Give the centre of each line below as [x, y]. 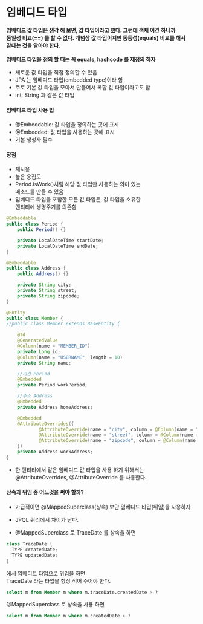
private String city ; [44, 285]
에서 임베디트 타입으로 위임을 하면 [46, 573]
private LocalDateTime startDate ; [60, 240]
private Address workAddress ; [55, 452]
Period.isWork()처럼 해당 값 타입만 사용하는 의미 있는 [78, 184]
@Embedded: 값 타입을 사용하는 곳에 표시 [65, 132]
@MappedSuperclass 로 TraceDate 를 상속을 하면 [75, 533]
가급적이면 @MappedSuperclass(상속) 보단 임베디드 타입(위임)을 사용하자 [103, 507]
